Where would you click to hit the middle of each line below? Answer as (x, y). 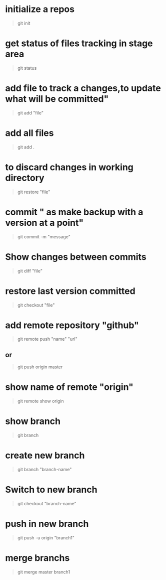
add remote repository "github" (72, 325)
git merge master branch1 (44, 572)
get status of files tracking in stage (79, 43)
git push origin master (40, 367)
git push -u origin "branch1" (46, 537)
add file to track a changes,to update (83, 88)
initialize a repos (40, 9)
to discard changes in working (69, 167)
